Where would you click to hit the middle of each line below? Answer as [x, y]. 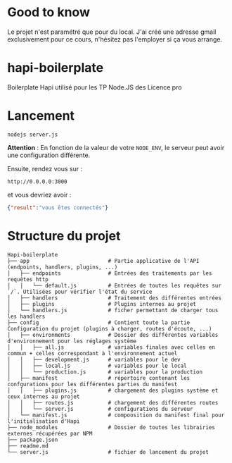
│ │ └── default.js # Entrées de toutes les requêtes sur [114, 285]
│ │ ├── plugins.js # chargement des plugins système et [113, 390]
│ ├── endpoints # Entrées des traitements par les [110, 273]
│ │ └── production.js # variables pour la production [105, 372]
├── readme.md [28, 446]
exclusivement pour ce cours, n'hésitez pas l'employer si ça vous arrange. [115, 39]
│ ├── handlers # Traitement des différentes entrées [114, 298]
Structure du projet [64, 236]
